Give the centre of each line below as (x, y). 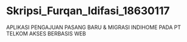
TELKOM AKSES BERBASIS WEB (46, 33)
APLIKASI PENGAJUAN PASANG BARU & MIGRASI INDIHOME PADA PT (93, 27)
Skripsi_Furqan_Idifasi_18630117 (88, 11)
